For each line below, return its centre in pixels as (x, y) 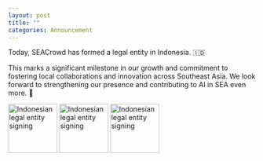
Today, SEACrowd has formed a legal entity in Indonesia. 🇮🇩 (107, 53)
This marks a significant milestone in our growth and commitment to (118, 68)
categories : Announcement (50, 30)
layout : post (29, 15)
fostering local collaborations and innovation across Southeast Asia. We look (132, 76)
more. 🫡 (21, 93)
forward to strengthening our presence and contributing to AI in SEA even (127, 85)
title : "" (24, 23)
